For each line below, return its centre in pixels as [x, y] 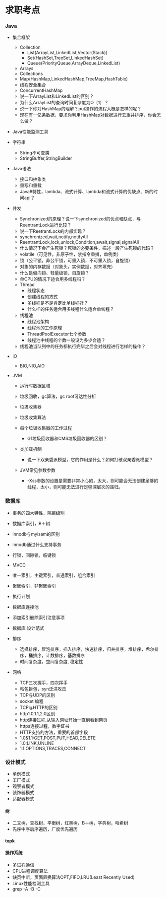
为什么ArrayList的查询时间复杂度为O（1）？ [64, 103]
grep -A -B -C [26, 889]
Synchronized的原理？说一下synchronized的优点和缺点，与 [80, 219]
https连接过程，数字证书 [44, 726]
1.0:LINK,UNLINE [37, 743]
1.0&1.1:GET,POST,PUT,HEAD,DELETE [57, 738]
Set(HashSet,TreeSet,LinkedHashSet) [65, 58]
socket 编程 [31, 701]
